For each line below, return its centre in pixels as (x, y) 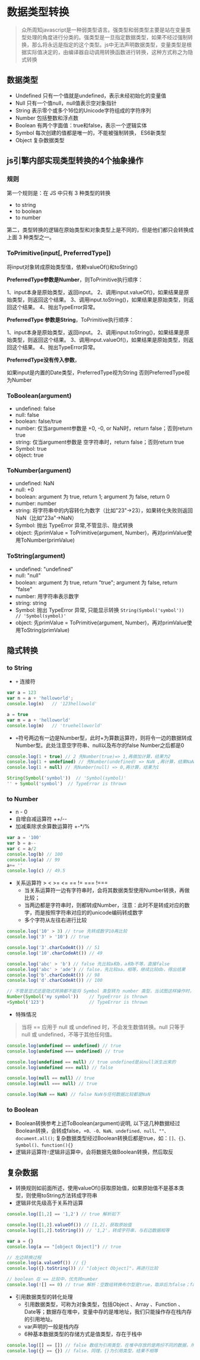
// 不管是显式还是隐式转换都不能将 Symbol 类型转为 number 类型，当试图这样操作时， (101, 991)
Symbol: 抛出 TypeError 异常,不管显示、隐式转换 (74, 525)
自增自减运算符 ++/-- (41, 819)
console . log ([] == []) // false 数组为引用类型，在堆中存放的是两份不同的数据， (99, 1345)
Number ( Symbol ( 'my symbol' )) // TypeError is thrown (77, 997)
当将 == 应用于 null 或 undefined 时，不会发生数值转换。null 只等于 (103, 1027)
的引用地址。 (40, 1319)
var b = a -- (21, 843)
